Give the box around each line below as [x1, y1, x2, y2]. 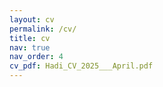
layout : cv [9, 14, 55, 25]
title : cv [9, 33, 51, 43]
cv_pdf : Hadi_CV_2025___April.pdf [9, 61, 154, 71]
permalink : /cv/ [9, 24, 77, 34]
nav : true [9, 42, 51, 53]
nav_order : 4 [9, 52, 64, 62]
